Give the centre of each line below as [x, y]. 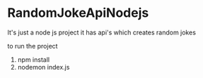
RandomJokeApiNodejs [78, 13]
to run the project [33, 46]
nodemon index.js [43, 67]
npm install [34, 59]
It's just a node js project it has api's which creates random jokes [102, 32]
